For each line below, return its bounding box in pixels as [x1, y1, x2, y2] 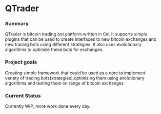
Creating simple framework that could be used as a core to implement [5, 70, 145, 76]
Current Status [5, 92, 41, 99]
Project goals [5, 59, 38, 65]
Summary [5, 20, 29, 27]
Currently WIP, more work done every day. [5, 103, 91, 109]
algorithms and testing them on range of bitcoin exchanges [5, 80, 124, 86]
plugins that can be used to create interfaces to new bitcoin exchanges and [5, 36, 157, 42]
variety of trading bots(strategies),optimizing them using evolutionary [5, 75, 145, 81]
